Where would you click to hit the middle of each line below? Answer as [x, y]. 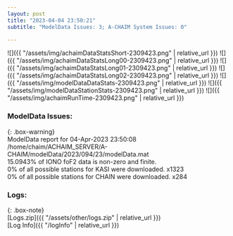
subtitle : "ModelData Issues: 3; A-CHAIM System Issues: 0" [97, 27]
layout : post [26, 14]
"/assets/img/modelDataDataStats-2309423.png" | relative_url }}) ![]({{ [119, 83]
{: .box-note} [26, 210]
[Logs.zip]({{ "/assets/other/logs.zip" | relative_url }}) [84, 217]
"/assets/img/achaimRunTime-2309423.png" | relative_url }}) [96, 98]
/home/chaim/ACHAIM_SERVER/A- [57, 147]
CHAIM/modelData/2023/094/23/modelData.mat [78, 154]
